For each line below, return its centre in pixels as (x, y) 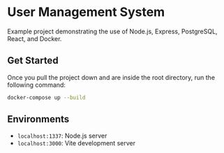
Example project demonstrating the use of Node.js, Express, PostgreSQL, (112, 31)
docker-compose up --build (46, 97)
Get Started (33, 61)
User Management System (86, 12)
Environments (38, 119)
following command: (37, 85)
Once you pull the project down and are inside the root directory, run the (111, 77)
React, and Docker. (35, 38)
